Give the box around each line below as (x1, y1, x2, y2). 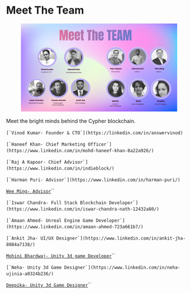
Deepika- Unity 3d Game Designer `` (6, 282, 91, 289)
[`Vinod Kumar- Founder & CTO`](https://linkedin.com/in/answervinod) (6, 130, 183, 136)
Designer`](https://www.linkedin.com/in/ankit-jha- (56, 235, 186, 241)
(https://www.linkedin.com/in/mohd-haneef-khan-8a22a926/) (6, 148, 154, 154)
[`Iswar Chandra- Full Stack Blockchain (6, 200, 107, 206)
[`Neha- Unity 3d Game (6, 264, 62, 271)
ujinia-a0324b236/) (6, 271, 54, 277)
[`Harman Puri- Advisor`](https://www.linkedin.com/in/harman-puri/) (6, 177, 181, 183)
